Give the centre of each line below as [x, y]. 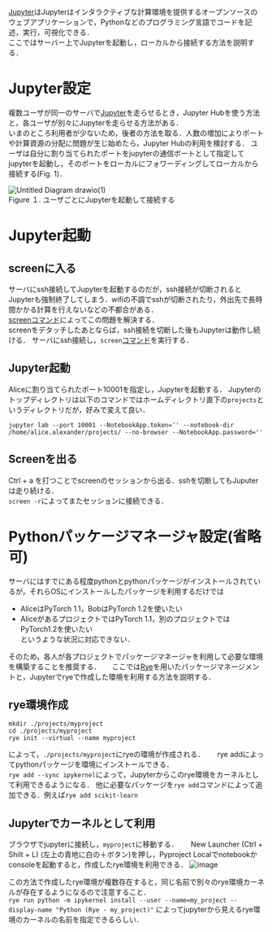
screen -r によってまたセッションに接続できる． [89, 501]
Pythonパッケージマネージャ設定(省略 [135, 536]
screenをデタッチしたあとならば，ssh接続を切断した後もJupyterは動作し [131, 330]
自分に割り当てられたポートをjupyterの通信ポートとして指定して [137, 153]
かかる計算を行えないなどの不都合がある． [86, 309]
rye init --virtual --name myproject [72, 738]
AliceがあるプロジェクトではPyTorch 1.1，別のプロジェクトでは [125, 619]
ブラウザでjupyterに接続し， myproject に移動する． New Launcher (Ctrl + [136, 844]
